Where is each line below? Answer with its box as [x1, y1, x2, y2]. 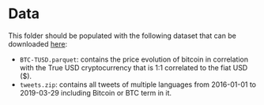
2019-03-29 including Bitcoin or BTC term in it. [19, 88, 172, 97]
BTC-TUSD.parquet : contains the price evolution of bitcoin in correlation [19, 54, 249, 64]
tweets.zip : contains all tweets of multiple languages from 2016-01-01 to [19, 80, 257, 89]
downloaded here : [8, 39, 68, 48]
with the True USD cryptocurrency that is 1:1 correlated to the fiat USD [19, 62, 248, 72]
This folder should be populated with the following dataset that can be [8, 31, 237, 40]
